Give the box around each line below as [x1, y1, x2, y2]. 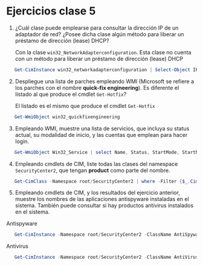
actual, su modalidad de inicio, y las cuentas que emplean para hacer [14, 131, 188, 138]
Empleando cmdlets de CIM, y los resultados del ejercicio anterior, [14, 189, 180, 197]
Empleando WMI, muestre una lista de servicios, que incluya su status [14, 125, 190, 132]
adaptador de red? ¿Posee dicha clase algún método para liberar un [14, 30, 184, 37]
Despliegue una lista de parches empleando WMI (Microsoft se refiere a [14, 77, 195, 85]
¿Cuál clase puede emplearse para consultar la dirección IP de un [14, 24, 179, 31]
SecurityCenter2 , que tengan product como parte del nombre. [14, 166, 170, 174]
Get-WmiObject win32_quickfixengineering [14, 113, 120, 120]
